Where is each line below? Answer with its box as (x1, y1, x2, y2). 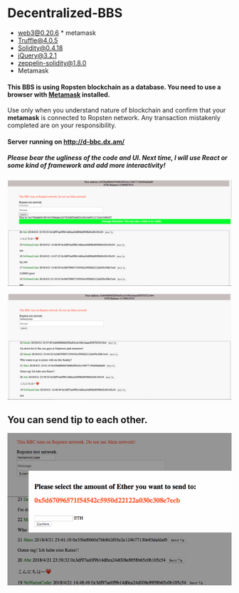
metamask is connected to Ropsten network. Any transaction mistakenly (7, 114, 221, 122)
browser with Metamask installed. (7, 90, 110, 99)
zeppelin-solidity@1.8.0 (17, 58, 87, 67)
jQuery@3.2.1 (17, 51, 57, 60)
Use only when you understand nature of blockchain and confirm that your (7, 106, 226, 114)
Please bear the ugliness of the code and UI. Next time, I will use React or (7, 154, 228, 162)
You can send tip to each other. (7, 414, 148, 426)
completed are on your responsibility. (7, 121, 117, 129)
